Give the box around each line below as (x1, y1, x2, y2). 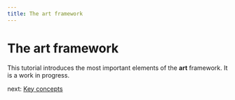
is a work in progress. (7, 71, 70, 79)
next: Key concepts (7, 85, 63, 93)
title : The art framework (7, 10, 83, 17)
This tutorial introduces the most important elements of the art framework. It (7, 64, 228, 72)
